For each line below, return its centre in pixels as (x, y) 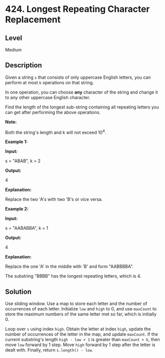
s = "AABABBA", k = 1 (27, 228)
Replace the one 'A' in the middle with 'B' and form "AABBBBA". (69, 266)
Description (23, 65)
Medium (14, 50)
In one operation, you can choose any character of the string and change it (82, 92)
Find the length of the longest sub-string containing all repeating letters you (82, 107)
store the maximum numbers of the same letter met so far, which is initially (81, 314)
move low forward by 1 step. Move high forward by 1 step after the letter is (80, 345)
